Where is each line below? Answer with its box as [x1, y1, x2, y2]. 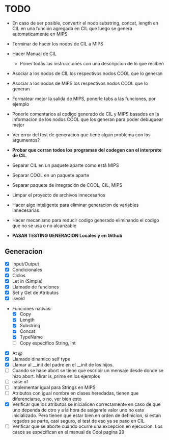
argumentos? [12, 137, 40, 143]
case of [12, 378, 29, 384]
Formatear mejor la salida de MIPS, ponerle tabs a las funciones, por [12, 95, 156, 102]
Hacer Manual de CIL [12, 51, 57, 57]
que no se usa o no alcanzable [12, 223, 77, 229]
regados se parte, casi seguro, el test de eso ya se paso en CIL [12, 418, 145, 424]
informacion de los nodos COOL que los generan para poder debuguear [12, 116, 163, 123]
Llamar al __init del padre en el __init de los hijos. [12, 361, 114, 368]
